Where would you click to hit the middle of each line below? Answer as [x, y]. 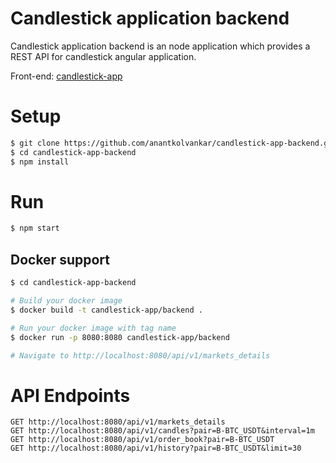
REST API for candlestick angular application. [103, 56]
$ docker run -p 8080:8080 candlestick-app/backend [120, 337]
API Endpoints [70, 395]
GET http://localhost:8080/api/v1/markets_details [118, 422]
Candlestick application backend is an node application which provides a [160, 46]
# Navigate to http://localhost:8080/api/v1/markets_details [140, 355]
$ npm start [35, 228]
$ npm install [40, 162]
